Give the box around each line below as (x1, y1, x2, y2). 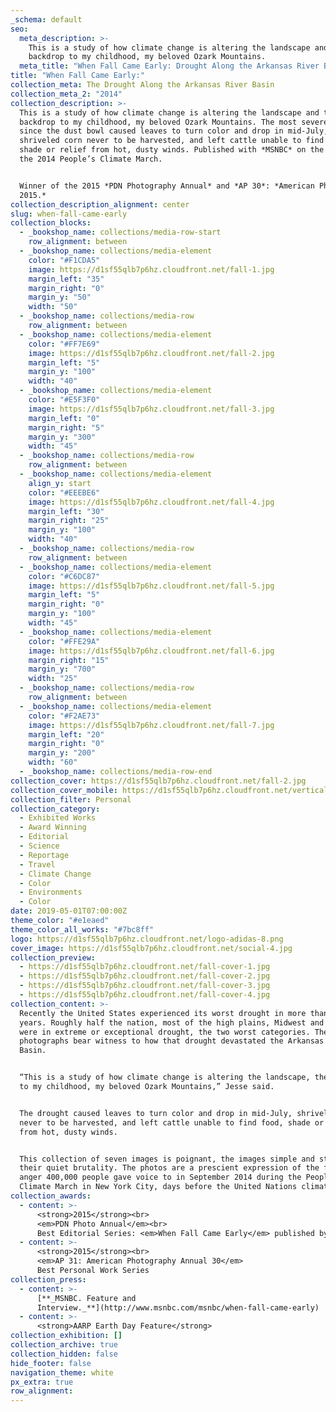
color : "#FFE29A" (28, 636, 101, 646)
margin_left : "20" (28, 729, 105, 740)
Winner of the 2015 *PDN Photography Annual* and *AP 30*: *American (19, 181, 315, 191)
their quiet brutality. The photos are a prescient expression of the (19, 1163, 320, 1173)
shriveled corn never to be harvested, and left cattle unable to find (19, 136, 325, 146)
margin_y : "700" (28, 664, 97, 675)
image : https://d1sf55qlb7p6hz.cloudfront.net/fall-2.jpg (28, 348, 275, 358)
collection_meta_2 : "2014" (10, 89, 123, 99)
